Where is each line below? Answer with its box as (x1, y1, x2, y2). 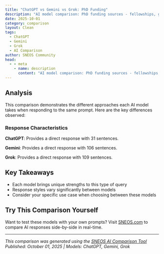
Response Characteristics (5, 124, 68, 131)
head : (5, 57, 16, 62)
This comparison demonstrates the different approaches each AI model (5, 102, 149, 107)
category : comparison (5, 21, 49, 26)
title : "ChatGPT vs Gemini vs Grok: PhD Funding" (5, 7, 108, 12)
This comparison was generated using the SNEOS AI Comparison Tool (5, 238, 147, 244)
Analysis (5, 89, 33, 97)
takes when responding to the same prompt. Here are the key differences (5, 107, 153, 113)
